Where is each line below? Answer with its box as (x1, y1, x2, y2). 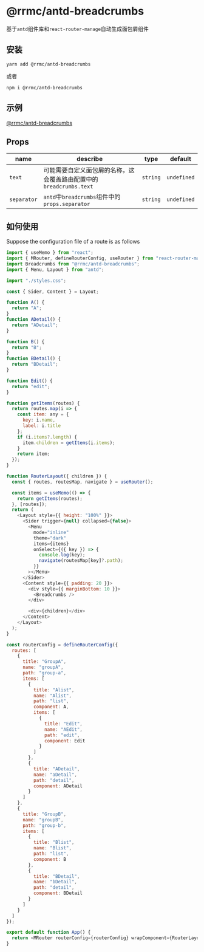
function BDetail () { (6, 355, 61, 362)
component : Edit (44, 738, 86, 744)
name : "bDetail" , (33, 879, 78, 885)
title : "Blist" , (33, 840, 75, 846)
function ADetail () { (6, 317, 61, 323)
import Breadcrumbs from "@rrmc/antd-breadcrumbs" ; (6, 261, 140, 267)
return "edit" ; (12, 383, 50, 389)
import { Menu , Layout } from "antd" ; (6, 266, 104, 273)
